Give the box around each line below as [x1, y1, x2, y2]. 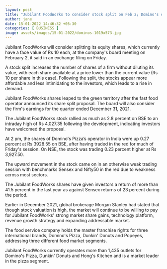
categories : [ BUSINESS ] [5, 26, 59, 31]
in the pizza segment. [5, 258, 50, 264]
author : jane [5, 16, 32, 21]
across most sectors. [5, 172, 48, 177]
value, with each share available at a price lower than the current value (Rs [5, 70, 158, 75]
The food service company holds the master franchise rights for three [5, 227, 148, 233]
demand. [5, 86, 23, 91]
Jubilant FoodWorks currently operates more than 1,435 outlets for [5, 248, 142, 253]
